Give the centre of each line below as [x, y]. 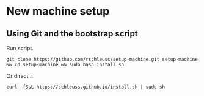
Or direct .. [20, 76]
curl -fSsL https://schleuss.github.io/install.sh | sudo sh [86, 87]
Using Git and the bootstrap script [72, 34]
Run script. [20, 48]
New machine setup [58, 11]
